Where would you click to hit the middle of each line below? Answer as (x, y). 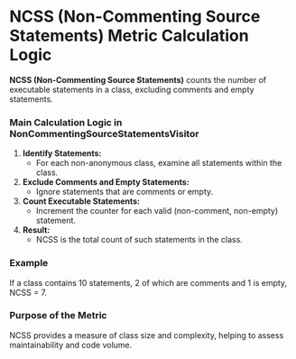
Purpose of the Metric (58, 316)
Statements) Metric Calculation (129, 36)
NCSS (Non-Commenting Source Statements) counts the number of (138, 79)
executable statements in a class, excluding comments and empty (132, 89)
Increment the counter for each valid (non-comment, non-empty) (157, 211)
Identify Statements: (62, 153)
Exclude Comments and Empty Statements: (106, 182)
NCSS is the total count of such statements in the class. (139, 240)
